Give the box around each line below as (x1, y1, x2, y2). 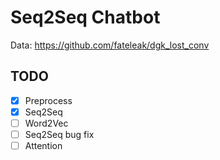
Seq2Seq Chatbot (10, 6, 161, 29)
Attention (24, 140, 63, 151)
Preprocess (24, 94, 73, 106)
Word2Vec (24, 117, 69, 129)
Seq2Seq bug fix (24, 128, 95, 140)
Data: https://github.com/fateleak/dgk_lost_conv (10, 39, 210, 51)
